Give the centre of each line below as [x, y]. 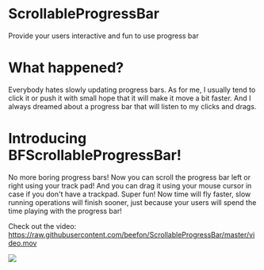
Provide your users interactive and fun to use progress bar [104, 36]
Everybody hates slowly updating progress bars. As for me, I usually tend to [132, 89]
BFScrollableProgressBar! [95, 156]
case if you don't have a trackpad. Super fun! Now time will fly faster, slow [130, 194]
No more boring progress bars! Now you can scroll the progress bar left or [130, 177]
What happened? [66, 68]
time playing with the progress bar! [65, 211]
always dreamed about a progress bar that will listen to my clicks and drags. [132, 106]
